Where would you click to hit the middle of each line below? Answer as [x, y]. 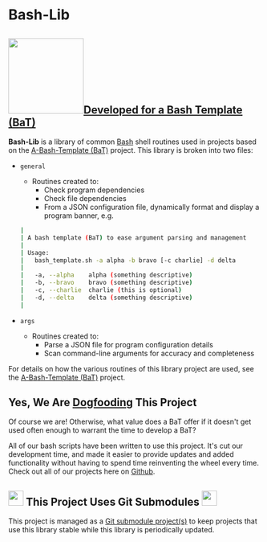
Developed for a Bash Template [163, 110]
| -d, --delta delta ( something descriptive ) [106, 298]
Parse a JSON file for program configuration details [129, 344]
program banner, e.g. [79, 216]
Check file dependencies [85, 198]
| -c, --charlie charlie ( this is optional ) [101, 290]
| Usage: [34, 253]
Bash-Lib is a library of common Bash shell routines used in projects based [132, 142]
